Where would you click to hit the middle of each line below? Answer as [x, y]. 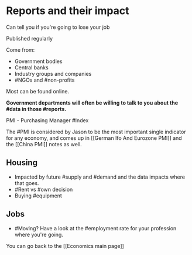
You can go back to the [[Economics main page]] [65, 246]
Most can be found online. [37, 91]
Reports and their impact [68, 11]
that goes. [27, 183]
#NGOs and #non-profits [44, 80]
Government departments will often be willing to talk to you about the [92, 103]
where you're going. [39, 234]
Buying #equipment [38, 196]
